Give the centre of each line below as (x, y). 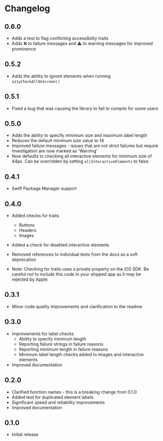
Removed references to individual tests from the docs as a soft (75, 254)
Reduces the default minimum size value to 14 (58, 141)
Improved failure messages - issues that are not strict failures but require (85, 146)
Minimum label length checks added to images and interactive (81, 354)
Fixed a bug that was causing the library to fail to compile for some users (85, 108)
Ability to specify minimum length (52, 339)
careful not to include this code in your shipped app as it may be (76, 274)
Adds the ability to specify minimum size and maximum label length (79, 135)
